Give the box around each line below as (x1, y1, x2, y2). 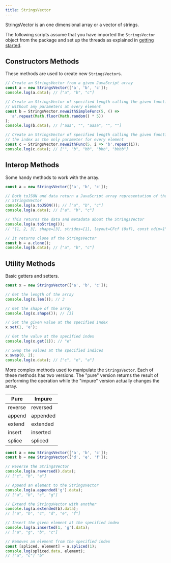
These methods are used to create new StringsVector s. (5, 71, 122, 77)
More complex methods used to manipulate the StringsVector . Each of (5, 367, 154, 373)
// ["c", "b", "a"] (5, 474, 47, 479)
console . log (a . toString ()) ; (5, 221, 65, 227)
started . (5, 42, 22, 49)
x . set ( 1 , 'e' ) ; (5, 325, 38, 330)
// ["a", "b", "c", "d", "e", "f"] (5, 511, 81, 516)
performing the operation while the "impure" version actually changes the (5, 377, 160, 384)
